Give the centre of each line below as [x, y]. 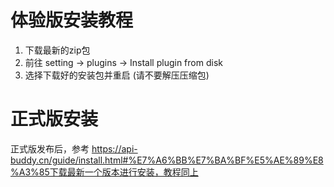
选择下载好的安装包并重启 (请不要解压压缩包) [117, 75]
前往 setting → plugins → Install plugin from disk [123, 62]
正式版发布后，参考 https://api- [74, 148]
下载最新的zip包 [57, 50]
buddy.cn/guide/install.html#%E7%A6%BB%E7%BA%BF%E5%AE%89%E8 [167, 160]
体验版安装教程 [72, 20]
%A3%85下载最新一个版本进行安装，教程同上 [104, 172]
